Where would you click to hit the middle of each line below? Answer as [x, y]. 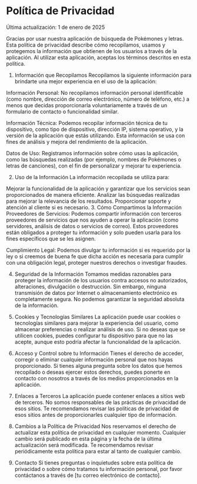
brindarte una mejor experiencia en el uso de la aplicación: [86, 81]
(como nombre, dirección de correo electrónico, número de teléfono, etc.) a [98, 99]
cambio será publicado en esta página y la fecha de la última [88, 439]
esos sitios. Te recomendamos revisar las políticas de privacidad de [97, 409]
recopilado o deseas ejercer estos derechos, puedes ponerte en [92, 372]
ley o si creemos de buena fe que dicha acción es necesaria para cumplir [95, 256]
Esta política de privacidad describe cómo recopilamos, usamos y [86, 45]
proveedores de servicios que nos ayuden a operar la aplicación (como [92, 220]
